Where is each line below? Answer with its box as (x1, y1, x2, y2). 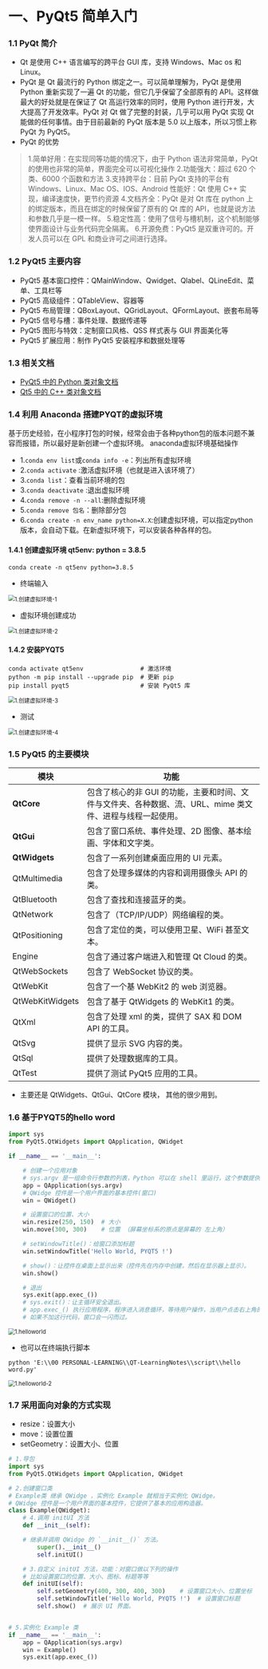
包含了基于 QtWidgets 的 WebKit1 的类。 (86, 996, 239, 1007)
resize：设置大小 (19, 1419, 76, 1429)
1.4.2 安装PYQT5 (8, 645, 65, 655)
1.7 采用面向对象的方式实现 (8, 1399, 112, 1410)
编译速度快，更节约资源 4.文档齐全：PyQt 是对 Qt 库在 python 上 (41, 194, 254, 204)
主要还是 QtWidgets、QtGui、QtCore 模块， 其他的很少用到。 (19, 1090, 222, 1100)
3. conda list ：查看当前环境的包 (19, 476, 125, 485)
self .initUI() (37, 1550, 84, 1559)
